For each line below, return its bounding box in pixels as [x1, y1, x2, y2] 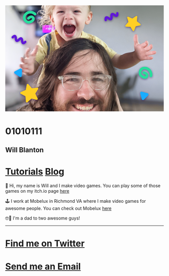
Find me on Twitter [5, 238, 85, 249]
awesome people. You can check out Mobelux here [5, 205, 112, 211]
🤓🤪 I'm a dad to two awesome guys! [5, 215, 80, 221]
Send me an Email [5, 261, 81, 272]
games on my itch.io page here [5, 188, 69, 194]
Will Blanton [5, 145, 44, 154]
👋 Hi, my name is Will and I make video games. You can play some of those [5, 182, 161, 189]
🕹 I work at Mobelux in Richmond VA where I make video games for [5, 198, 146, 204]
